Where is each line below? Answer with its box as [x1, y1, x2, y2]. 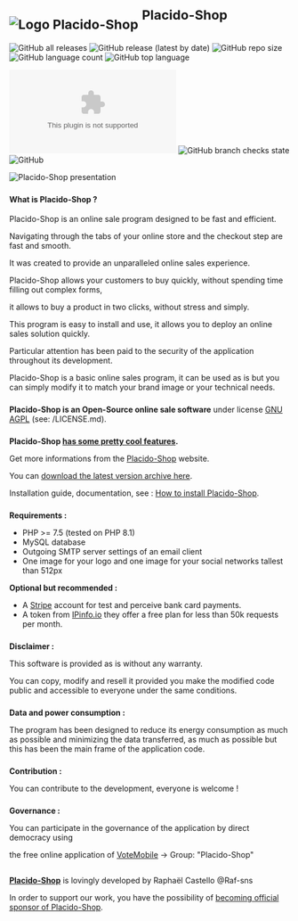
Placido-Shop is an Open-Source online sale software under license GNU [9, 404, 283, 415]
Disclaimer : [9, 641, 55, 652]
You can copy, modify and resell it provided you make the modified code [9, 676, 275, 687]
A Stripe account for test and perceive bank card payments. [21, 600, 242, 611]
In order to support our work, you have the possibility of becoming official [9, 892, 279, 903]
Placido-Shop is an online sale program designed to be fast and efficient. [9, 214, 278, 225]
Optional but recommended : [9, 582, 118, 594]
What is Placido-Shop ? [9, 193, 98, 204]
